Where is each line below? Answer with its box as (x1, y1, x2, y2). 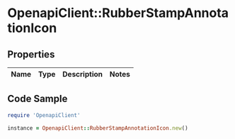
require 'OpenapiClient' (7, 111, 81, 118)
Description (62, 69, 103, 79)
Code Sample (7, 93, 68, 105)
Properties (7, 48, 55, 60)
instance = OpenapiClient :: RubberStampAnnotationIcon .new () (7, 124, 189, 132)
